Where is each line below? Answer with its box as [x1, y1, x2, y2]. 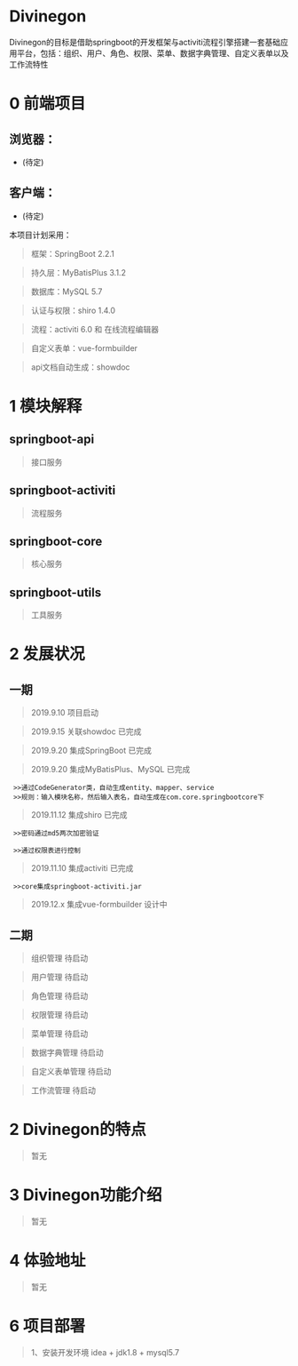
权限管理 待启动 [30, 1010, 89, 1019]
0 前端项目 [9, 93, 86, 114]
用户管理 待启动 [30, 971, 89, 982]
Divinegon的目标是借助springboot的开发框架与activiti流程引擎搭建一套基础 [9, 36, 281, 47]
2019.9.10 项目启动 [30, 707, 99, 718]
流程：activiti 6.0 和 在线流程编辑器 [30, 324, 160, 334]
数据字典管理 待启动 [30, 1047, 104, 1058]
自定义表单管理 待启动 [30, 1066, 112, 1076]
